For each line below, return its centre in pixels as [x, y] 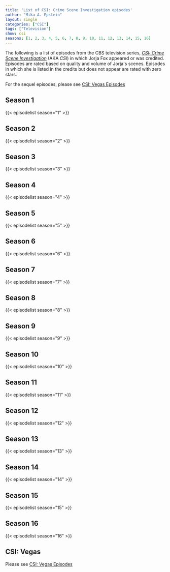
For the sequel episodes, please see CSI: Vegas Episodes [65, 84]
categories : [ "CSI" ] [27, 24]
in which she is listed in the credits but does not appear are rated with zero [83, 69]
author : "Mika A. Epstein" [34, 15]
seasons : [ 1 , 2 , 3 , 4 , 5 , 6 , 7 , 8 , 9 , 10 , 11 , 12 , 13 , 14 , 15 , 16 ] [78, 39]
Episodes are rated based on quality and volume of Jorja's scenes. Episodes [85, 64]
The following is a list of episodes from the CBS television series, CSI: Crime [85, 53]
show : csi [16, 34]
